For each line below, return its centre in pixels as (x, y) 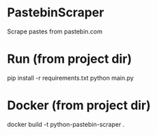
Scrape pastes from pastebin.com (55, 31)
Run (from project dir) (70, 59)
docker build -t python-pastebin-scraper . (66, 124)
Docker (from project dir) (79, 105)
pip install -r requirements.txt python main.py (71, 78)
